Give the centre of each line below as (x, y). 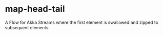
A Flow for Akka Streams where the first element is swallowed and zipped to (82, 22)
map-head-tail (35, 9)
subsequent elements (27, 27)
